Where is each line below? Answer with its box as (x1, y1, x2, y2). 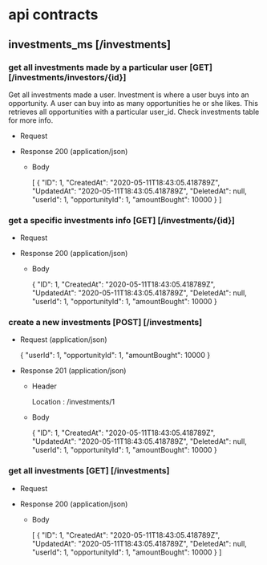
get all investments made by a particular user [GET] (8, 62, 212, 73)
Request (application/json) (19, 335, 107, 344)
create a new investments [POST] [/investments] (8, 317, 203, 328)
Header (31, 381, 58, 391)
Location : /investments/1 (31, 397, 115, 407)
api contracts (8, 6, 99, 24)
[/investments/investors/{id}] (8, 71, 127, 83)
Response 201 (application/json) (19, 366, 127, 376)
